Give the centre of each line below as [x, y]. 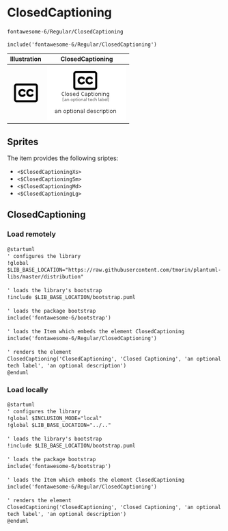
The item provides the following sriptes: [63, 158]
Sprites [23, 142]
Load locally [28, 389]
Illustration [26, 59]
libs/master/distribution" [45, 276]
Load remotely [32, 234]
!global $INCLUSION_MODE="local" [55, 418]
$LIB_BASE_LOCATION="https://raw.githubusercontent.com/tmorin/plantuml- [114, 270]
